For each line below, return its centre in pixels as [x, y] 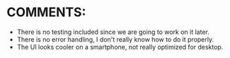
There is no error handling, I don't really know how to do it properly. [115, 39]
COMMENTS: [46, 12]
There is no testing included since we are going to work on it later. [113, 32]
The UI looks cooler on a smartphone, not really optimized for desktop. [120, 47]
